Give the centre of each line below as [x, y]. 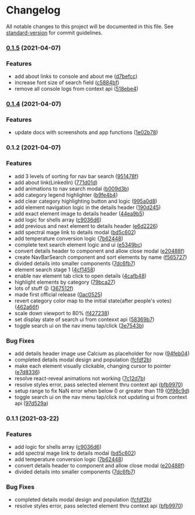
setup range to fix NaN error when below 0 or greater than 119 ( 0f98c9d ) [102, 391]
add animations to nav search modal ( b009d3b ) [72, 189]
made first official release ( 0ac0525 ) [58, 294]
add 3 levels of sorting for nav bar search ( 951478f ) [76, 176]
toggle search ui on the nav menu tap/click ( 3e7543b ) [79, 325]
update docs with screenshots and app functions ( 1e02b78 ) [86, 132]
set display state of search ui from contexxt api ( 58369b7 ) [84, 319]
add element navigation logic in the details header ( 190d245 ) [88, 207]
